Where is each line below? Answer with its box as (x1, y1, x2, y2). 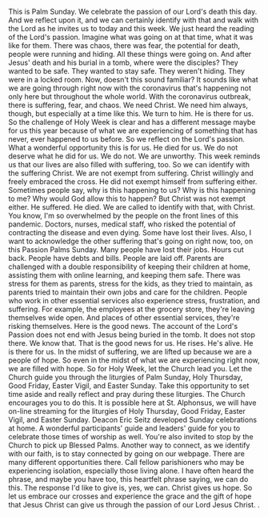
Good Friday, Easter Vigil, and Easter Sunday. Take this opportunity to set (8, 381, 250, 391)
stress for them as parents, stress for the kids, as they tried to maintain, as (8, 279, 254, 288)
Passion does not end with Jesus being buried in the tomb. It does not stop (8, 330, 256, 339)
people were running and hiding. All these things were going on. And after (8, 50, 252, 58)
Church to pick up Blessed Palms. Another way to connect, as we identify (8, 440, 250, 450)
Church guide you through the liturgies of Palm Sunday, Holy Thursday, (8, 372, 243, 382)
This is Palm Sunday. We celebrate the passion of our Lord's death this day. (8, 7, 258, 16)
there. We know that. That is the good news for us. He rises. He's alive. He (8, 339, 254, 347)
